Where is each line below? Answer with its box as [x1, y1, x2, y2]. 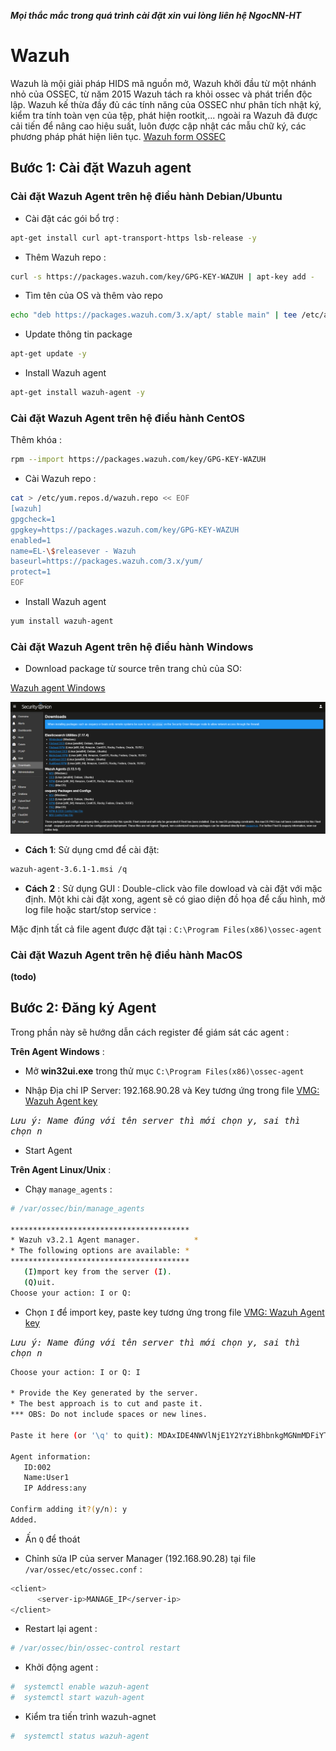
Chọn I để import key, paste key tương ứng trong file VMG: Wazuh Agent [24, 1306, 325, 1318]
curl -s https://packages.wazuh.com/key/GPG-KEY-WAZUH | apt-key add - [10, 271, 315, 282]
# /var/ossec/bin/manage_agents [10, 1203, 145, 1214]
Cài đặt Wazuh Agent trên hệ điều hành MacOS [10, 948, 243, 962]
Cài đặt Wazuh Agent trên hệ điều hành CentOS [10, 411, 245, 425]
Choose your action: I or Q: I [10, 1367, 141, 1377]
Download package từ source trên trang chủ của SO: [24, 663, 243, 675]
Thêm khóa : [10, 434, 63, 446]
